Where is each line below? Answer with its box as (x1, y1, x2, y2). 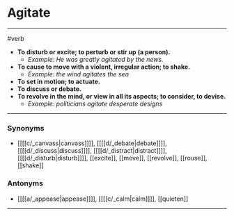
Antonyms (7, 178, 44, 188)
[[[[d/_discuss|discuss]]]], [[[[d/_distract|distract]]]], (17, 147, 167, 155)
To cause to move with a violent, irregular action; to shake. (17, 63, 191, 71)
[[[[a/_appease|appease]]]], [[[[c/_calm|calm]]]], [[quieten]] (17, 194, 189, 203)
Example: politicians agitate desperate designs (27, 99, 163, 108)
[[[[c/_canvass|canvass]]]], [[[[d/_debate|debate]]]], (17, 139, 167, 147)
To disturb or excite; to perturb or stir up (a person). (17, 47, 171, 56)
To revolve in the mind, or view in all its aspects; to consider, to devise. (17, 92, 226, 100)
